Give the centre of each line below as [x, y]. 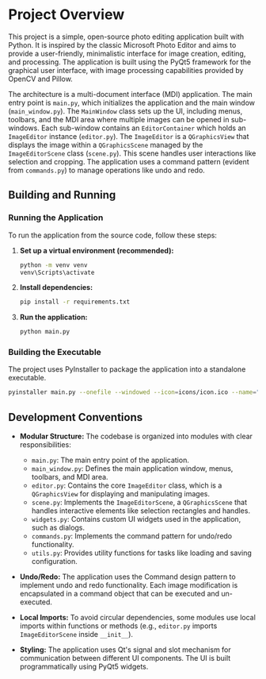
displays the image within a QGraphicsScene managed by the [106, 145]
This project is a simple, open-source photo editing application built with [126, 37]
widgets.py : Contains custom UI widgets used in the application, [136, 519]
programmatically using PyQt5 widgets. [84, 667]
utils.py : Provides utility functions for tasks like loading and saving [141, 553]
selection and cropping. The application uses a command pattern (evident [129, 161]
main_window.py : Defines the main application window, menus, [132, 469]
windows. [24, 128]
